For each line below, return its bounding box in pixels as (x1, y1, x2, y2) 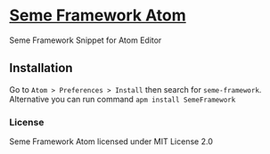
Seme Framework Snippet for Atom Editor (9, 35, 162, 45)
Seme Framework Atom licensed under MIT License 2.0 (9, 136, 214, 147)
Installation (9, 61, 73, 76)
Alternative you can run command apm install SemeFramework (9, 93, 236, 104)
